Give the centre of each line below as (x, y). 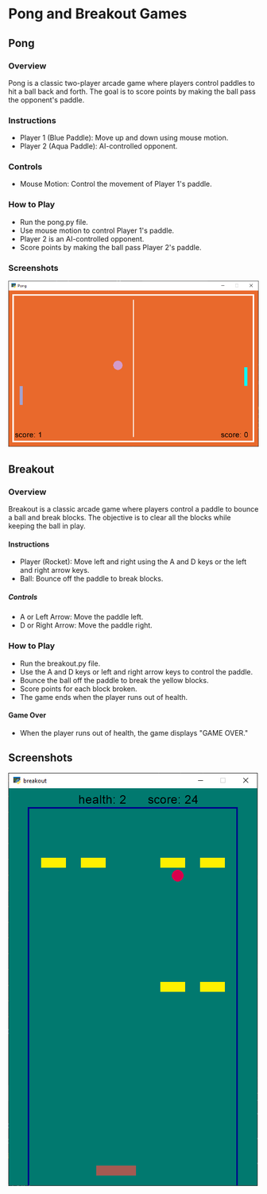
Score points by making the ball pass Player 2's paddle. (110, 247)
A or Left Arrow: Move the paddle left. (81, 617)
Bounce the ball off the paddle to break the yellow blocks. (114, 680)
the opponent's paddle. (46, 99)
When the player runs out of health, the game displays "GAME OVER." (134, 732)
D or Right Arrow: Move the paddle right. (86, 625)
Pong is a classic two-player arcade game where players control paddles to (132, 83)
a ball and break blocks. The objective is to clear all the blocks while (120, 518)
